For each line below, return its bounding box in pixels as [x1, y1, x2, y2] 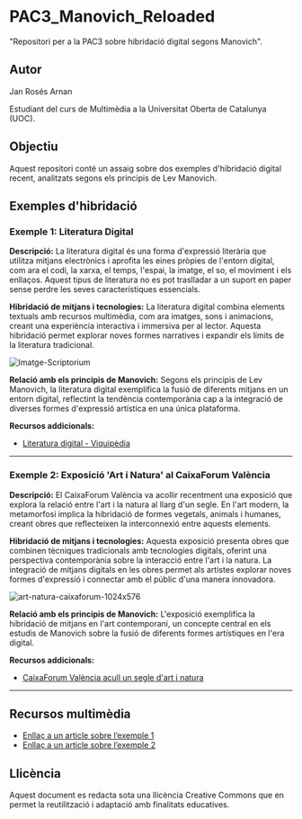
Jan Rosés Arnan [9, 85, 73, 96]
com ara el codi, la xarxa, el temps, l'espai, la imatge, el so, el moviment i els [9, 265, 292, 276]
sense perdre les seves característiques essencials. [9, 284, 200, 295]
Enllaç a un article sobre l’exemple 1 [22, 730, 155, 741]
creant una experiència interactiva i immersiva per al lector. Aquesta [9, 321, 262, 332]
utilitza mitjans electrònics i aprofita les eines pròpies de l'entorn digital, [9, 255, 275, 266]
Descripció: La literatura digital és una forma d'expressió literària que [9, 245, 267, 257]
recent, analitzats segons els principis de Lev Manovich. [9, 173, 218, 183]
